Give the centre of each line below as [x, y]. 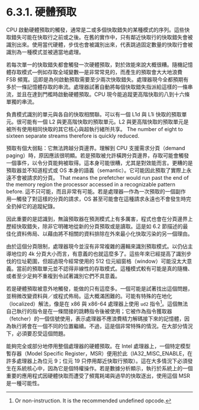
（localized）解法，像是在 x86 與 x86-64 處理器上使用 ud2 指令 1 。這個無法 [97, 303]
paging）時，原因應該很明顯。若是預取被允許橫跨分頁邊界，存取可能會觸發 [98, 155]
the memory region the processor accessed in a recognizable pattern [91, 184]
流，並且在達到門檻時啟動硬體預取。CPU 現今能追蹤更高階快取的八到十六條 [98, 94]
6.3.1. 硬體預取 [41, 12]
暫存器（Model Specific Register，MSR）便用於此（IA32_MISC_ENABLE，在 [99, 353]
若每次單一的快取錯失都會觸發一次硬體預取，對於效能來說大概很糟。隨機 [94, 64]
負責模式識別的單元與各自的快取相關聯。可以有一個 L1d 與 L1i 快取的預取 [94, 114]
